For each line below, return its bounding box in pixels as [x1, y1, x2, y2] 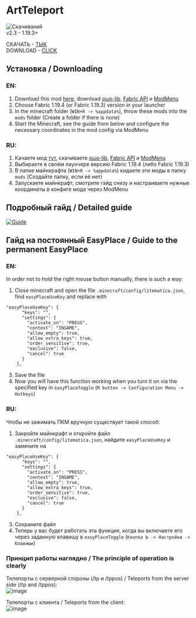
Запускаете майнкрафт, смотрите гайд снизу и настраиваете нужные [14, 179, 190, 186]
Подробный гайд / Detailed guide [6, 202, 133, 212]
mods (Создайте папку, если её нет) [14, 173, 103, 180]
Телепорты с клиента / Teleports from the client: [6, 599, 125, 606]
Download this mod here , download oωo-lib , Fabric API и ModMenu [14, 95, 179, 102]
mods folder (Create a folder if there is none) [14, 114, 120, 121]
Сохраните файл [14, 520, 56, 527]
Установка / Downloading [6, 64, 103, 74]
